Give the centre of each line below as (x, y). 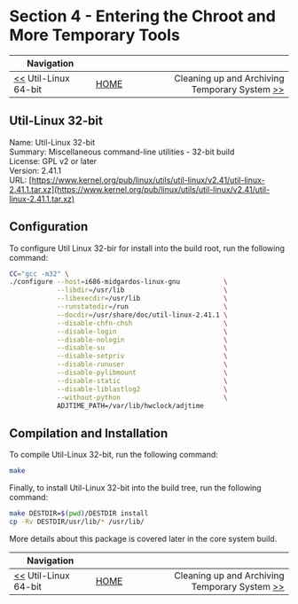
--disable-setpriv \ (142, 357)
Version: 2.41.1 (35, 170)
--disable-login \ (142, 331)
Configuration (49, 227)
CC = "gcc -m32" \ (39, 274)
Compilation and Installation (89, 433)
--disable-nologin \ (142, 340)
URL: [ (21, 180)
